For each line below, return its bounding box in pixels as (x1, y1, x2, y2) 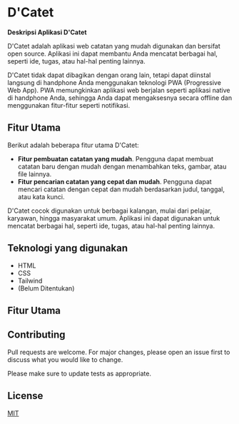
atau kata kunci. (17, 192, 66, 201)
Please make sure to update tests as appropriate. (7, 369, 152, 378)
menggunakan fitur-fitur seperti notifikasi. (7, 101, 131, 109)
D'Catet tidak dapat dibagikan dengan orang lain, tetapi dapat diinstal (7, 71, 211, 79)
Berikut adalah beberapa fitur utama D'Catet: (7, 141, 139, 149)
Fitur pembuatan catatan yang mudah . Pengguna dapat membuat (17, 154, 214, 163)
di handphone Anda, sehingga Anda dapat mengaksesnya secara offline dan (7, 94, 233, 102)
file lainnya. (17, 169, 52, 178)
